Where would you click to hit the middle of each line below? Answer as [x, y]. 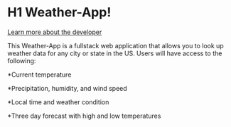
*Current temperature [39, 74]
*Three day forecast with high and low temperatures [84, 116]
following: [22, 60]
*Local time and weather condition [58, 102]
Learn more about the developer [55, 32]
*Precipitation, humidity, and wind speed [68, 88]
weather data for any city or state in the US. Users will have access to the [115, 53]
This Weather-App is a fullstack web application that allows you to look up [116, 45]
